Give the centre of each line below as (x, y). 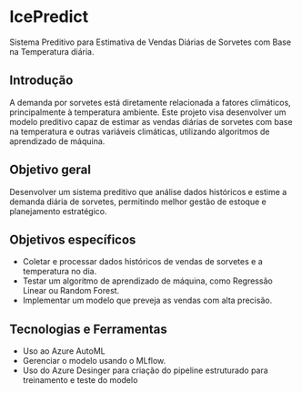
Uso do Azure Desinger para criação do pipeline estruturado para (145, 370)
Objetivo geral (50, 170)
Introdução (41, 81)
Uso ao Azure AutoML (64, 351)
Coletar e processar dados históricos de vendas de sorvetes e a (142, 262)
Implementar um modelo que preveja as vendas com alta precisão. (147, 300)
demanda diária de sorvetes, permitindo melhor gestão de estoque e (138, 202)
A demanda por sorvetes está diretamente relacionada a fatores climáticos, (150, 102)
